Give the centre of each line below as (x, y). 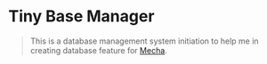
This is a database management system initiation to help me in (144, 41)
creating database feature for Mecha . (99, 50)
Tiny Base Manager (81, 16)
